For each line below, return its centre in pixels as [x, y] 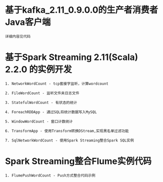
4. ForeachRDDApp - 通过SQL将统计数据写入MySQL [51, 112]
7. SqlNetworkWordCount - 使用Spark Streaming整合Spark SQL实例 [70, 140]
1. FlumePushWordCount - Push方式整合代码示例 [50, 175]
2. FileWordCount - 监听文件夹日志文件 [42, 93]
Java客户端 [28, 22]
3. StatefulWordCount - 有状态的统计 [41, 102]
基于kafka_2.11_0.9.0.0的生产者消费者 [82, 10]
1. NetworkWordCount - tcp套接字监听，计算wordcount [57, 83]
